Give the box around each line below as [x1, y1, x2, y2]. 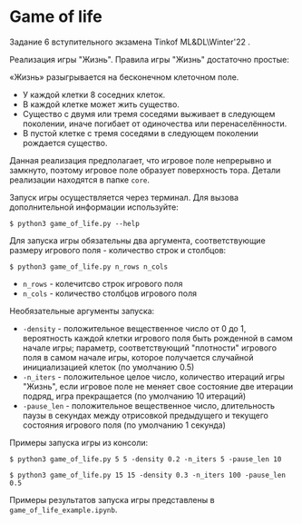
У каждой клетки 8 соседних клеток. [22, 89, 166, 100]
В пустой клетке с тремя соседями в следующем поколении [22, 127, 258, 138]
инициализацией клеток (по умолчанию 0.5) [22, 361, 195, 372]
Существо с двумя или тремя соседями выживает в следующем [22, 108, 276, 119]
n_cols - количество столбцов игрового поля [22, 288, 198, 299]
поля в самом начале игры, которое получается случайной [22, 351, 254, 362]
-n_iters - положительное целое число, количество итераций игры [22, 371, 286, 382]
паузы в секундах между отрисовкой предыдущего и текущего [22, 410, 269, 420]
